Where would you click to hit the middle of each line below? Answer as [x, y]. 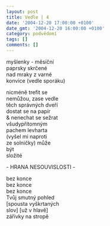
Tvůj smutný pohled [30, 197]
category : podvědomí [32, 34]
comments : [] [22, 45]
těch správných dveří [32, 105]
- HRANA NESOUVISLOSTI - [41, 167]
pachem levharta [27, 130]
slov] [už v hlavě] [27, 210]
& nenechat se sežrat [32, 117]
